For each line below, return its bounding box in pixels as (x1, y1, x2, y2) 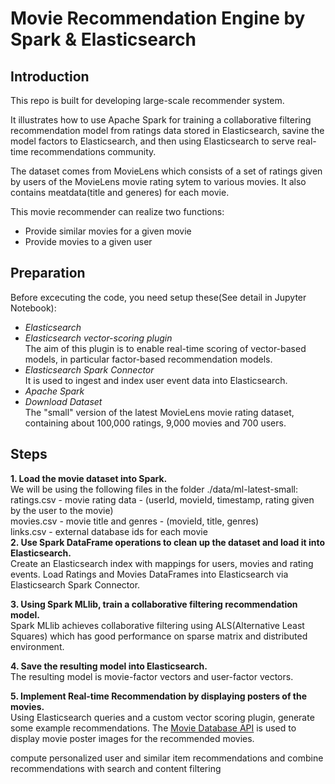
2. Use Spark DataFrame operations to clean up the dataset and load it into (10, 536, 326, 548)
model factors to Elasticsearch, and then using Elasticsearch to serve (10, 135, 295, 147)
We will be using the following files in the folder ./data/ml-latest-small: (10, 483, 298, 495)
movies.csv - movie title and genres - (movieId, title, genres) (10, 515, 260, 527)
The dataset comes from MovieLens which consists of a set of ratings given (10, 165, 323, 177)
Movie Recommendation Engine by (10, 7, 306, 30)
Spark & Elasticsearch (10, 28, 197, 51)
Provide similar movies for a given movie (24, 225, 192, 237)
